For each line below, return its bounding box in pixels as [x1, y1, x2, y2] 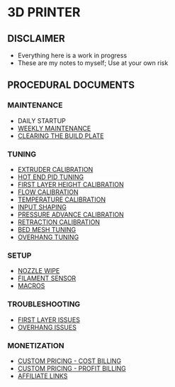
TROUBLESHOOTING [7, 299, 81, 309]
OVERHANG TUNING [17, 233, 79, 241]
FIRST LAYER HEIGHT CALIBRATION [17, 180, 124, 188]
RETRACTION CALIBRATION [17, 217, 101, 226]
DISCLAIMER [7, 33, 65, 45]
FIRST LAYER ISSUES [17, 316, 80, 324]
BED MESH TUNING [17, 225, 77, 233]
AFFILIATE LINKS [17, 371, 68, 380]
